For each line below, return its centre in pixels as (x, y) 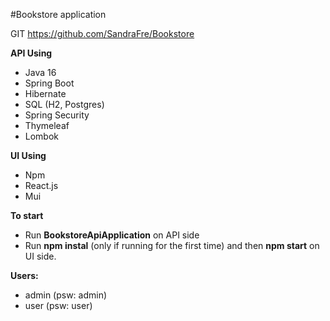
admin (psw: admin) (66, 295)
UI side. (40, 256)
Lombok (42, 136)
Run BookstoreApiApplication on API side (112, 235)
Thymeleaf (47, 125)
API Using (31, 53)
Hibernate (45, 93)
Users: (24, 275)
